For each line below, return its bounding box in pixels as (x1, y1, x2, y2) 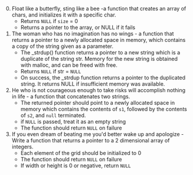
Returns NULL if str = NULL (20, 68, 81, 74)
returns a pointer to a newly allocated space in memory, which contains (11, 37, 186, 43)
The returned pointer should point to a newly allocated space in (20, 99, 175, 106)
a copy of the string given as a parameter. (11, 43, 114, 50)
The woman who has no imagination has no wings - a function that (11, 30, 174, 37)
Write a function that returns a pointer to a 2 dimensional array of (11, 137, 170, 144)
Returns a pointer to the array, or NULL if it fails (20, 24, 136, 31)
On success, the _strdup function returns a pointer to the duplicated (20, 74, 186, 81)
